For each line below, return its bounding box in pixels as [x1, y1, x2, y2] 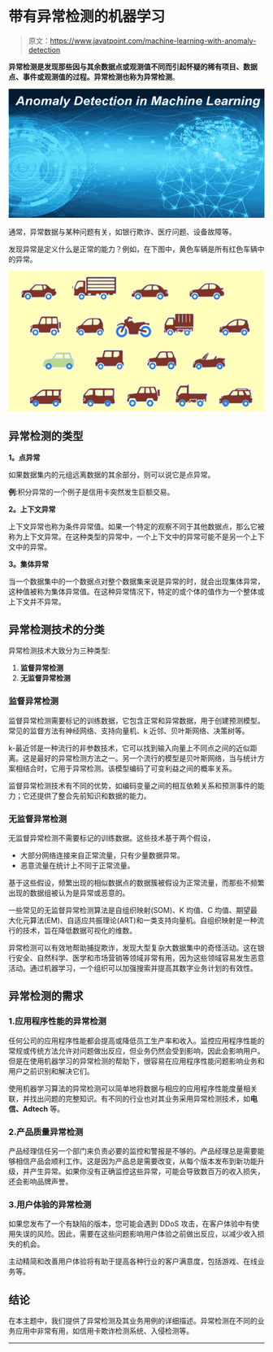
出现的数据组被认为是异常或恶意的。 [8, 888, 130, 898]
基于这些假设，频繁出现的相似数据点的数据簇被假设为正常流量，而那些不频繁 [8, 877, 265, 887]
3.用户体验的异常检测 [8, 1198, 92, 1210]
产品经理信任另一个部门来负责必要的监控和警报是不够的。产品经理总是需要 [8, 1146, 258, 1155]
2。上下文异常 [8, 504, 56, 514]
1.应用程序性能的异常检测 [8, 1015, 107, 1027]
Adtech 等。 [22, 1103, 65, 1114]
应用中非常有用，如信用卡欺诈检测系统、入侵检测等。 [15, 1326, 193, 1336]
